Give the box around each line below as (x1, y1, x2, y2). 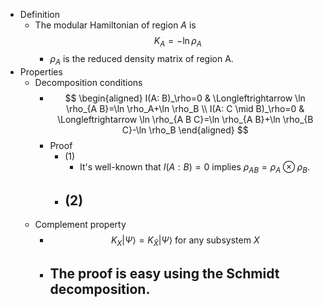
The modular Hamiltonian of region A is (34, 19, 197, 31)
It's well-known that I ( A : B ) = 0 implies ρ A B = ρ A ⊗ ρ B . (79, 160, 310, 175)
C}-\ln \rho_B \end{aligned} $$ (121, 124, 249, 136)
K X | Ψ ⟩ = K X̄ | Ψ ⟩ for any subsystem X (110, 234, 260, 248)
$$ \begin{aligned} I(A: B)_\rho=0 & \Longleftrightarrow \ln (64, 92, 306, 104)
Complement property (34, 219, 127, 231)
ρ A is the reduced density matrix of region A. (49, 52, 234, 67)
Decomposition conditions (34, 76, 143, 88)
